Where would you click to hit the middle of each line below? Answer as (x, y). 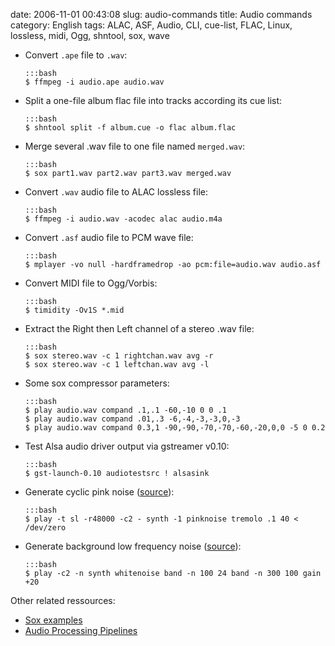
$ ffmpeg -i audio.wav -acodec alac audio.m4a (123, 219)
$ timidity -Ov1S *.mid (74, 310)
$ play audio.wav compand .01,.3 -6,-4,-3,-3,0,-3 (132, 419)
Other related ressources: (63, 600)
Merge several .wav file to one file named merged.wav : (135, 146)
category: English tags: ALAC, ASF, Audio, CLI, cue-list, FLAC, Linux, (151, 25)
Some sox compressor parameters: (97, 383)
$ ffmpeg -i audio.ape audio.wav (94, 82)
